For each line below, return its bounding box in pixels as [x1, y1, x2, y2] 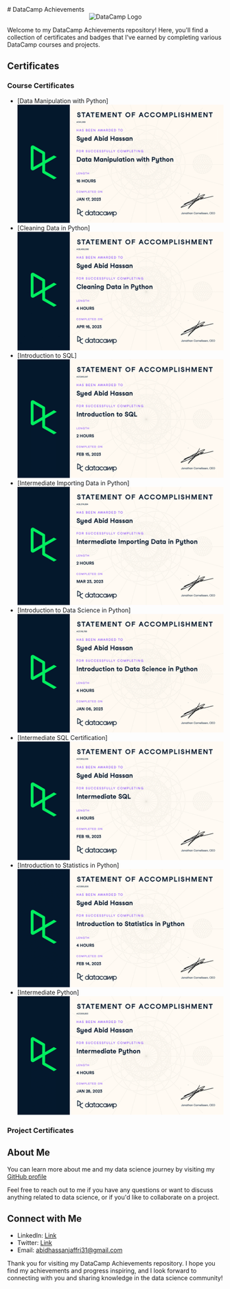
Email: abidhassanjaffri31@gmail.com [16, 1246, 123, 1254]
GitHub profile [7, 1172, 47, 1180]
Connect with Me [7, 1213, 82, 1224]
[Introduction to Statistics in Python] [16, 861, 119, 869]
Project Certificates [7, 1125, 74, 1135]
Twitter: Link [16, 1238, 53, 1246]
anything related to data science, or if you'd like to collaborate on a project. [7, 1193, 220, 1201]
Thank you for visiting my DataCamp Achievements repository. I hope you [7, 1259, 216, 1267]
